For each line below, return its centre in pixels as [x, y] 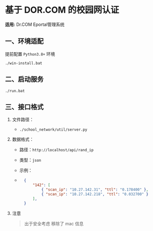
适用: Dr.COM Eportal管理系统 [35, 24]
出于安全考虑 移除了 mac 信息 [54, 223]
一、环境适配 [24, 41]
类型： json [30, 160]
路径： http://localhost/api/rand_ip [57, 150]
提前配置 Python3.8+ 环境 [30, 54]
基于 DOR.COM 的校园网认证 [62, 10]
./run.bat [15, 91]
